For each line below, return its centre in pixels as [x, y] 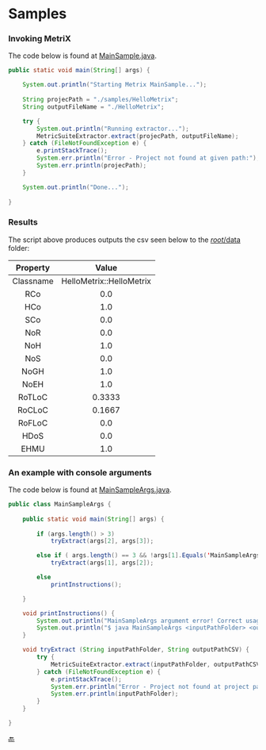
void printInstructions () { [68, 613]
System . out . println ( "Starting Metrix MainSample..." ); [115, 85]
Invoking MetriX [40, 39]
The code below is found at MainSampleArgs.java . [90, 490]
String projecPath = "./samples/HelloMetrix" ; [101, 100]
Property [32, 267]
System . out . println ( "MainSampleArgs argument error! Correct [140, 621]
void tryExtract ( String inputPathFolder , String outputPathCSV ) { [136, 650]
